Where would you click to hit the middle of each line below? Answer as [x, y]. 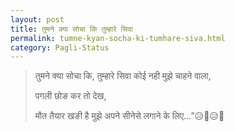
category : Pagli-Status [60, 47]
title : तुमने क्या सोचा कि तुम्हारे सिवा [71, 29]
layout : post [37, 19]
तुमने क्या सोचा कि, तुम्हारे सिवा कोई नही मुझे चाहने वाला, [123, 76]
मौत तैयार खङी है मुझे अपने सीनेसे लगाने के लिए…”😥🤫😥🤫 [129, 116]
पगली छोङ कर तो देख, [70, 96]
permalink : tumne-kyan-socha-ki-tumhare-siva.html [118, 38]
